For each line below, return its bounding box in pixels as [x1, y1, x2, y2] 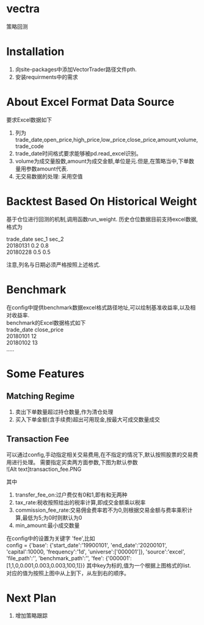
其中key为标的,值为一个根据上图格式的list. [86, 561, 191, 569]
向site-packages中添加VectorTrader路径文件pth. [15, 65, 137, 73]
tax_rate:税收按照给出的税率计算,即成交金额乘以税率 [15, 498, 146, 506]
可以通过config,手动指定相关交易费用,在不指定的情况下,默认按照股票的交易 [6, 451, 193, 458]
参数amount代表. [26, 165, 68, 172]
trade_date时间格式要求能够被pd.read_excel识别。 [15, 149, 142, 157]
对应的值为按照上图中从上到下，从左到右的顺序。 [6, 569, 129, 577]
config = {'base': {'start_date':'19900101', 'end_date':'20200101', [6, 541, 167, 549]
